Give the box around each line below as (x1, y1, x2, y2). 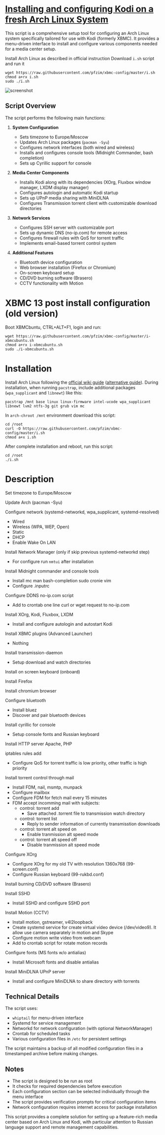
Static (12, 529, 25, 535)
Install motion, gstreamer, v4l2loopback (12, 919, 93, 925)
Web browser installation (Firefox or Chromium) (19, 265, 116, 270)
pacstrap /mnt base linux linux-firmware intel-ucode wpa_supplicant (5, 399, 151, 404)
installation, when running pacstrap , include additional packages (5, 384, 135, 390)
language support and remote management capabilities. (5, 1124, 119, 1130)
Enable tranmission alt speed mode (27, 831, 99, 837)
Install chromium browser (5, 688, 57, 694)
